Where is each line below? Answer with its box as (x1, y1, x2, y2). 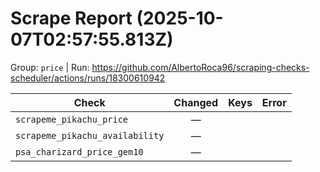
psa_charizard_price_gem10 (15, 146, 144, 157)
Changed (173, 95, 219, 109)
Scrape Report (10, 7, 133, 30)
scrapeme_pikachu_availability (15, 130, 165, 141)
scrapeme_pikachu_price (15, 113, 129, 125)
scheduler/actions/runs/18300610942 (10, 72, 166, 84)
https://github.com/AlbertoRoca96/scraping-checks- (91, 61, 310, 73)
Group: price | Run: (10, 61, 90, 73)
